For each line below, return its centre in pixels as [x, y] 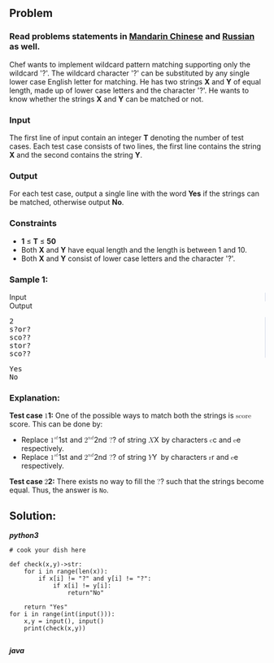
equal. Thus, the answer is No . [59, 490]
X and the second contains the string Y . [76, 154]
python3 [24, 535]
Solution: [33, 516]
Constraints [33, 223]
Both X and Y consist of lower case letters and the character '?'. [128, 258]
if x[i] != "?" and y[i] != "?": [95, 578]
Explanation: [35, 397]
